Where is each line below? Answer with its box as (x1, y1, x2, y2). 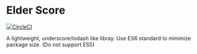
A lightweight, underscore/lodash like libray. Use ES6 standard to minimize (6, 34, 191, 42)
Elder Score (6, 4, 66, 17)
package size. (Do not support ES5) (6, 41, 95, 48)
